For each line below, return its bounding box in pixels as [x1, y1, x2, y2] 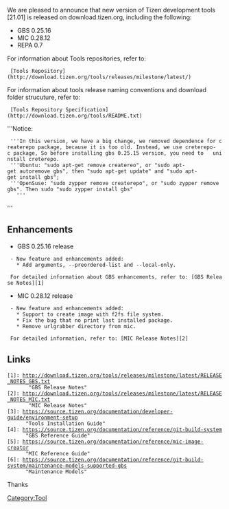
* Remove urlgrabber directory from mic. [16, 323, 136, 329]
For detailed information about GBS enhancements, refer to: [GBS [10, 273, 204, 281]
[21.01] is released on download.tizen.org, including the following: [7, 13, 192, 21]
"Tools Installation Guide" [25, 420, 106, 427]
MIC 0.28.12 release [16, 292, 73, 300]
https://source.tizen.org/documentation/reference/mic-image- [22, 438, 204, 445]
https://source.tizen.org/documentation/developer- [22, 408, 173, 415]
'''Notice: [7, 124, 33, 133]
